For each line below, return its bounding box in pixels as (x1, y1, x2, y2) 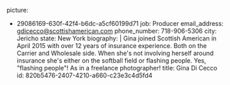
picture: (6, 6, 29, 14)
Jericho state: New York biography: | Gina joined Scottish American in (16, 34, 217, 42)
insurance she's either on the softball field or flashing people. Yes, (16, 56, 206, 65)
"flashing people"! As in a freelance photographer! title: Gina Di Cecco (16, 64, 217, 72)
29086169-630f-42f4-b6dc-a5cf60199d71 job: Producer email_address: (16, 20, 224, 27)
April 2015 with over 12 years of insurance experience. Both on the (16, 42, 207, 49)
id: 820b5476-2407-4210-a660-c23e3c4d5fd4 (16, 71, 153, 79)
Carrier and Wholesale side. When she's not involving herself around (16, 49, 214, 57)
